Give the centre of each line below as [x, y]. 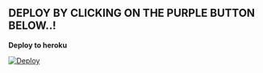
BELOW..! [32, 26]
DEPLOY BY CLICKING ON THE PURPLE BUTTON [132, 13]
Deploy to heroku [38, 45]
